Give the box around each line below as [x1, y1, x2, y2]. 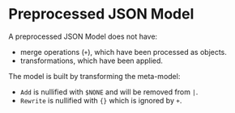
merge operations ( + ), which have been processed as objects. [19, 47, 227, 56]
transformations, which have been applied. [19, 56, 164, 65]
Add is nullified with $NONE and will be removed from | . [19, 86, 199, 97]
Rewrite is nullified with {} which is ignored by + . [19, 95, 182, 105]
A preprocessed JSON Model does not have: [8, 31, 158, 41]
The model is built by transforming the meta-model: [8, 71, 181, 81]
